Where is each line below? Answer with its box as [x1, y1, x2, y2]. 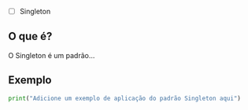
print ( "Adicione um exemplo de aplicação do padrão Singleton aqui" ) [8, 94, 242, 102]
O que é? [8, 30, 53, 43]
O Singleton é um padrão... [8, 50, 95, 60]
